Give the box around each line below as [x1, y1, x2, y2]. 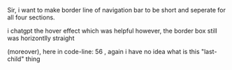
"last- [201, 48, 217, 55]
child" [7, 55, 24, 63]
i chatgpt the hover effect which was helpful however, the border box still [7, 27, 218, 35]
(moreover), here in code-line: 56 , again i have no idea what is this [7, 48, 201, 55]
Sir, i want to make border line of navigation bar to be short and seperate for [7, 6, 226, 14]
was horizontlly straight [7, 34, 75, 42]
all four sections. [7, 13, 55, 21]
